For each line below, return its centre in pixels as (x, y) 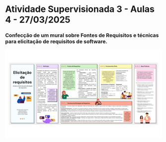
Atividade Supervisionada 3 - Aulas (80, 9)
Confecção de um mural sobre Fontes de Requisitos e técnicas (82, 35)
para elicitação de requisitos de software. (56, 42)
